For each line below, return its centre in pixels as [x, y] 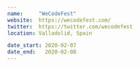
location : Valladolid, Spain [50, 33]
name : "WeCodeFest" [42, 14]
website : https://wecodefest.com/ [59, 20]
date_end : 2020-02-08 [42, 52]
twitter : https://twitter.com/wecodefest [70, 26]
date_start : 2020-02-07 [42, 46]
